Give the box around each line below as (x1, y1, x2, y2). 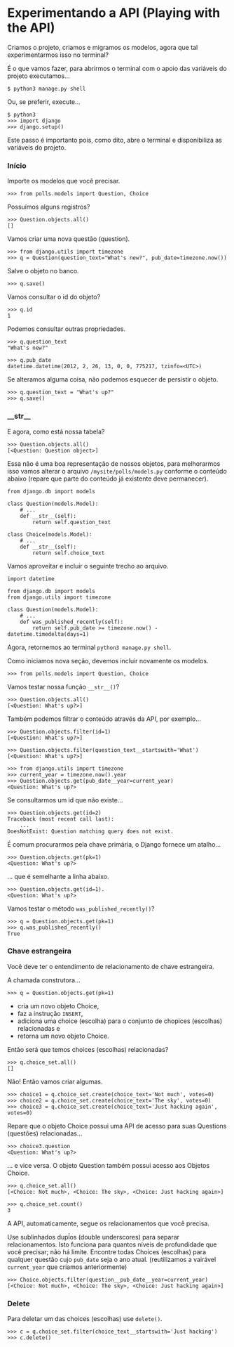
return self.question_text (32, 519, 111, 526)
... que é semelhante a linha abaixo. (7, 872, 109, 880)
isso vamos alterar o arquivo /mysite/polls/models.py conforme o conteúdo (7, 467, 228, 475)
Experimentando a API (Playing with (7, 5, 221, 21)
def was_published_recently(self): (20, 618, 124, 625)
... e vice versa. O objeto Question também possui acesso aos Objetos (7, 1161, 210, 1169)
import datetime (7, 575, 55, 583)
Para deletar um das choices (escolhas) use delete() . (7, 1315, 163, 1323)
